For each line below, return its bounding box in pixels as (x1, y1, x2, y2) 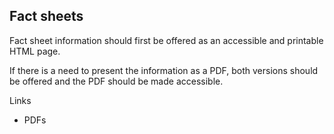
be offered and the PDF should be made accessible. (9, 75, 224, 87)
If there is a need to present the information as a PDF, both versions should (9, 64, 319, 76)
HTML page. (9, 45, 61, 57)
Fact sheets (9, 8, 84, 25)
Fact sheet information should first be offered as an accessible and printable (9, 34, 324, 46)
